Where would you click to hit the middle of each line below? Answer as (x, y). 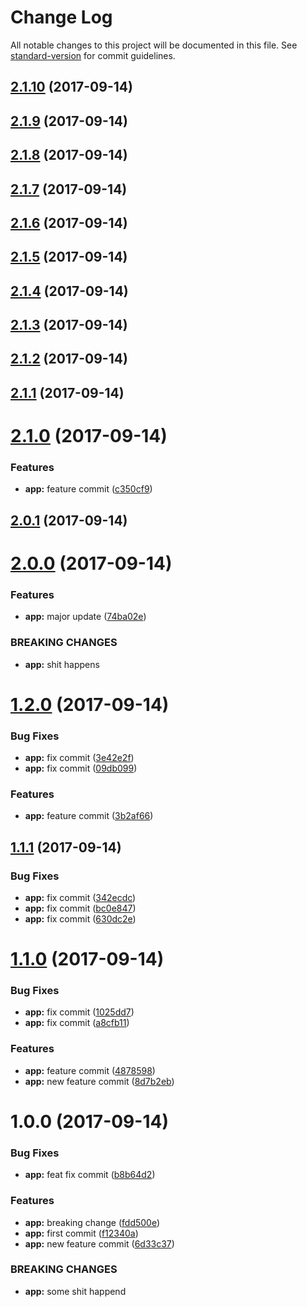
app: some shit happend (75, 1291)
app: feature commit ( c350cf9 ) (88, 489)
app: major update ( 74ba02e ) (85, 617)
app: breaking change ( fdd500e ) (92, 1222)
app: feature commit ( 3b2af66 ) (89, 816)
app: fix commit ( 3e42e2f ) (79, 757)
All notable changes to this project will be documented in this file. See (154, 45)
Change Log (61, 17)
